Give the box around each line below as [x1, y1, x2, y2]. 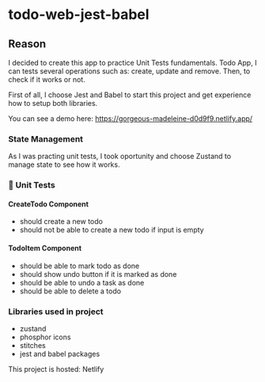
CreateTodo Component [8, 199, 89, 209]
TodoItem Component [8, 244, 81, 253]
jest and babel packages [19, 349, 100, 358]
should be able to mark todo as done [19, 261, 140, 270]
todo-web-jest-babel [8, 6, 150, 24]
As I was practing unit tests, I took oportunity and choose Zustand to [8, 152, 232, 161]
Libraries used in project [8, 306, 104, 317]
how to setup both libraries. [8, 99, 98, 108]
